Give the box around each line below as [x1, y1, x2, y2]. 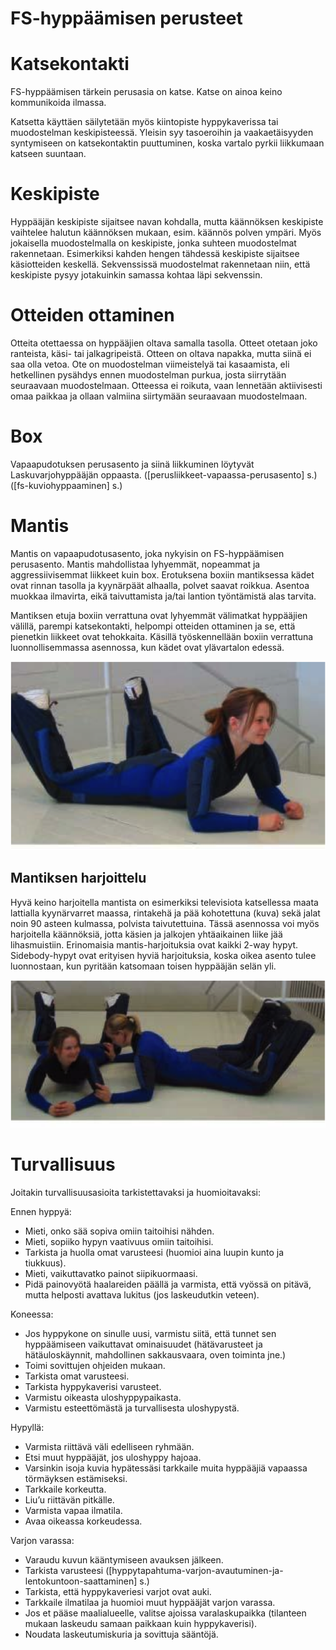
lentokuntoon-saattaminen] [24, 1575, 138, 1587]
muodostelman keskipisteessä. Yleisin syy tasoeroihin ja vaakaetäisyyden [10, 127, 314, 139]
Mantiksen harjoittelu [10, 870, 147, 887]
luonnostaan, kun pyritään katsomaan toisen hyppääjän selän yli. [10, 960, 277, 972]
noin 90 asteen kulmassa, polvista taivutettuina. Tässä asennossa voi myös [10, 917, 320, 929]
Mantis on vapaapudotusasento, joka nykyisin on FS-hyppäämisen [10, 547, 285, 559]
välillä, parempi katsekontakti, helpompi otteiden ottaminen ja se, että [10, 620, 296, 632]
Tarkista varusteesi [24, 1564, 104, 1576]
